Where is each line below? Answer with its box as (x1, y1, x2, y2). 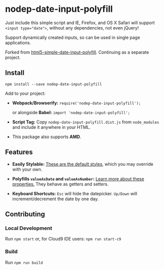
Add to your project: (5, 90, 46, 96)
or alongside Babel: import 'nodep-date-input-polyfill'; (12, 109, 130, 115)
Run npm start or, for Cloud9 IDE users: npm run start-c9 (5, 236, 121, 242)
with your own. (12, 166, 43, 172)
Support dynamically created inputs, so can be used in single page (5, 34, 140, 40)
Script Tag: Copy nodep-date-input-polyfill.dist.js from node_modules (12, 119, 160, 125)
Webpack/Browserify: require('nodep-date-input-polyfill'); (12, 100, 141, 106)
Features (5, 148, 33, 156)
